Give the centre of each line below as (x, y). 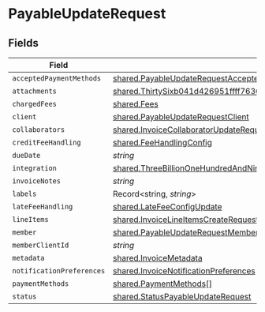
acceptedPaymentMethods (57, 79)
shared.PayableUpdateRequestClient (181, 117)
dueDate (26, 155)
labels (24, 194)
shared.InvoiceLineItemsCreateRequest (186, 220)
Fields (24, 43)
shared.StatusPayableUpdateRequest (182, 297)
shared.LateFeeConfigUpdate (168, 207)
